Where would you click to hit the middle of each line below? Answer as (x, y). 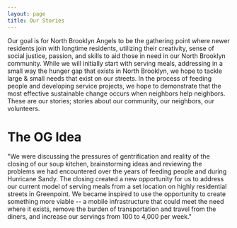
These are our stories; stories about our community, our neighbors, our (111, 101)
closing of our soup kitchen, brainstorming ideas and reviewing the (105, 164)
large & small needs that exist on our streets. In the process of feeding (110, 78)
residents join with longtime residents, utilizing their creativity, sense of (111, 48)
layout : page (27, 14)
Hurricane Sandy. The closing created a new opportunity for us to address (116, 179)
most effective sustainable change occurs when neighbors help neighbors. (116, 93)
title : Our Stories (36, 21)
